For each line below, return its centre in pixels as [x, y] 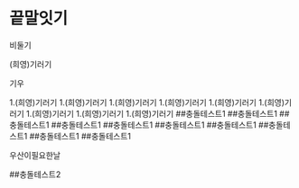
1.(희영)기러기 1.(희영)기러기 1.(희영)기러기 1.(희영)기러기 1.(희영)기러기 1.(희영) [147, 102]
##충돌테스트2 [35, 174]
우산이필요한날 [35, 155]
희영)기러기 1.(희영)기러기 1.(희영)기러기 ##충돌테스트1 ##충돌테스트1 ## [162, 113]
